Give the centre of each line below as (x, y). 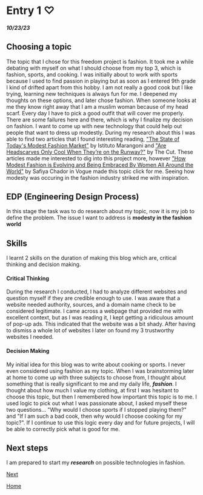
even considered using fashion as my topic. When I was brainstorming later (100, 370)
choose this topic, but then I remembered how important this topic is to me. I (101, 397)
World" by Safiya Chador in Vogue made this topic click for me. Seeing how (101, 171)
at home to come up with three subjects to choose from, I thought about (96, 377)
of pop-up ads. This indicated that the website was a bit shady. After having (101, 324)
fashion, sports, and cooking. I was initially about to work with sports (92, 74)
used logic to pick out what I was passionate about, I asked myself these (97, 403)
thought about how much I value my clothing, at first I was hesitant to (92, 390)
